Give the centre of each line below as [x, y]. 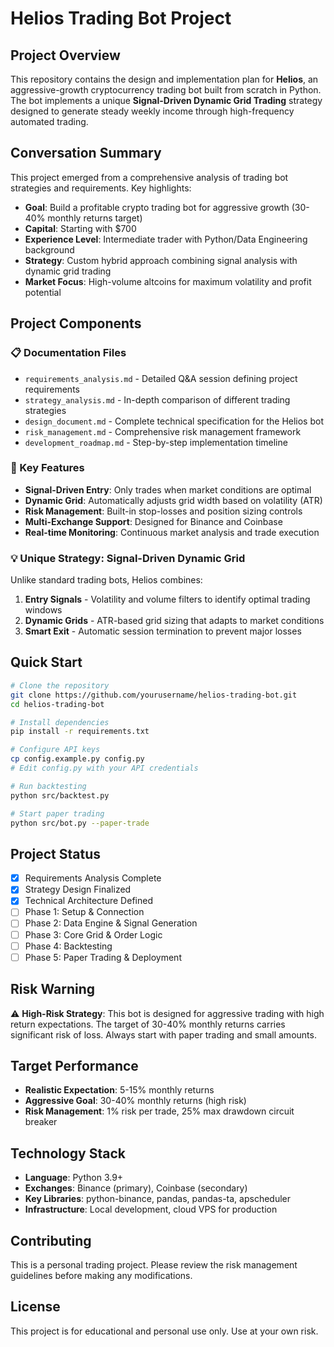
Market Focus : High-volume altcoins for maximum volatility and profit [168, 281]
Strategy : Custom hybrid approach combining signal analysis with [161, 260]
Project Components [76, 323]
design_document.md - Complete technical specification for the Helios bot [174, 421]
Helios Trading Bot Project [121, 18]
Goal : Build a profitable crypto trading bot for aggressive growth [157, 207]
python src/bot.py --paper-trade [80, 823]
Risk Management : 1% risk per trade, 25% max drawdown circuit [159, 1111]
